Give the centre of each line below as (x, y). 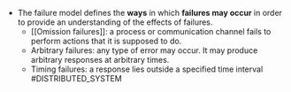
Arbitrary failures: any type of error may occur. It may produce (144, 50)
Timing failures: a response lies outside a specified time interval (147, 69)
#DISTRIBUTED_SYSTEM (76, 78)
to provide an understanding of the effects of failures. (115, 22)
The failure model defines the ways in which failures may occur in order (150, 13)
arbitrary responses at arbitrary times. (100, 60)
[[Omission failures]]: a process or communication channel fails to (151, 31)
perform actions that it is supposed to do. (106, 41)
